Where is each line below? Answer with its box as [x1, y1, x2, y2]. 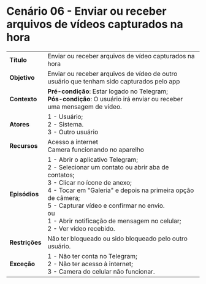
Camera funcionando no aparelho [47, 145, 144, 154]
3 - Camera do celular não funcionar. [47, 267, 155, 275]
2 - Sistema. [47, 120, 84, 128]
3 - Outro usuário [47, 128, 99, 136]
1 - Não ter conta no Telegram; [47, 251, 138, 260]
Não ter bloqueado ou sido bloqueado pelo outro [47, 234, 188, 243]
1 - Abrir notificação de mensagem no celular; [47, 217, 181, 225]
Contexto [9, 94, 37, 103]
